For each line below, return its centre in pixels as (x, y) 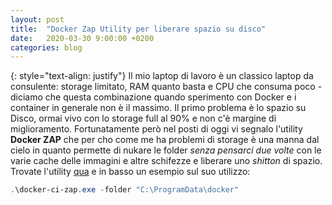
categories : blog (46, 47)
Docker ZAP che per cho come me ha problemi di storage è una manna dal (165, 140)
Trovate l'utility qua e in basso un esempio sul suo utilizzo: (130, 172)
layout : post (37, 19)
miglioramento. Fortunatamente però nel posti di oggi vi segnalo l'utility (156, 129)
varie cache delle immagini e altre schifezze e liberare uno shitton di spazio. (166, 161)
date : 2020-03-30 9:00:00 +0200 (82, 38)
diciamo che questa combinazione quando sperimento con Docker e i (153, 97)
